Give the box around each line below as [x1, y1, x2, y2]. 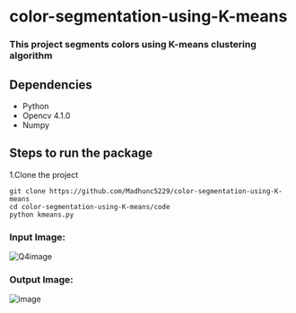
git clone [9, 186, 47, 196]
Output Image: [9, 273, 74, 285]
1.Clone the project [9, 169, 79, 180]
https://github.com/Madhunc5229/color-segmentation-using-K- [48, 186, 283, 196]
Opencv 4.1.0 [22, 110, 71, 121]
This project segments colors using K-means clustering [9, 38, 257, 51]
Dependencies [9, 77, 92, 92]
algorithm [9, 49, 53, 62]
